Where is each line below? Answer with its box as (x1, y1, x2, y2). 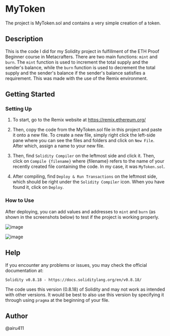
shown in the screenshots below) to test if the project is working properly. (5, 214, 160, 220)
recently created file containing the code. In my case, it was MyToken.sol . (12, 163, 165, 170)
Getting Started (5, 90, 55, 99)
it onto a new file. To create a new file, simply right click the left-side (12, 132, 156, 138)
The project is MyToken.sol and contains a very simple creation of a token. (5, 20, 161, 26)
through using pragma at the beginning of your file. (5, 297, 110, 303)
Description (5, 35, 43, 43)
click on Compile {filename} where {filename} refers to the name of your (12, 158, 165, 164)
